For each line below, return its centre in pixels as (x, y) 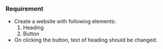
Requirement (25, 9)
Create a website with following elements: (65, 22)
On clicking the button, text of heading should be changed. (86, 40)
